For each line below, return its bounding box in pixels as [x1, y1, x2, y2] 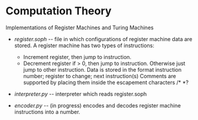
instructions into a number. [14, 108, 81, 115]
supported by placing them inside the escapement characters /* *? [23, 79, 189, 86]
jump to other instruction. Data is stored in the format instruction [23, 66, 182, 73]
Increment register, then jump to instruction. [23, 53, 132, 60]
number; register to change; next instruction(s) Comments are [23, 72, 176, 79]
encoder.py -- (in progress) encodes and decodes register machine [14, 101, 181, 109]
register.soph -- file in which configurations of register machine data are [14, 35, 193, 42]
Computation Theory [5, 4, 112, 18]
